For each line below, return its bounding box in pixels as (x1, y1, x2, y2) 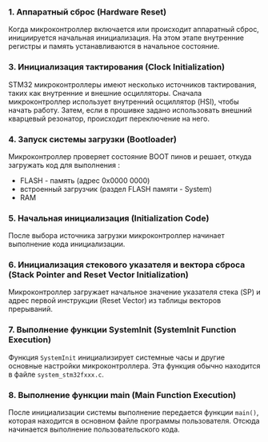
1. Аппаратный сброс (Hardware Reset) (8, 6, 167, 18)
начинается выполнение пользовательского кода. (8, 424, 180, 434)
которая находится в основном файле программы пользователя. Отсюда (8, 416, 260, 426)
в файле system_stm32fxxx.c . (8, 369, 104, 379)
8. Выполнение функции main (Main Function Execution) (8, 389, 237, 400)
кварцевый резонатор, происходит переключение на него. (8, 113, 210, 123)
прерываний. (8, 305, 54, 314)
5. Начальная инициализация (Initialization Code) (8, 213, 210, 224)
